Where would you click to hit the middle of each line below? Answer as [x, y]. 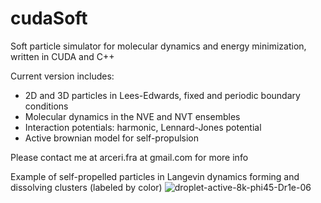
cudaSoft [49, 18]
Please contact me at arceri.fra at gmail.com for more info [129, 157]
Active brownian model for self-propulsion [112, 138]
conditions [46, 106]
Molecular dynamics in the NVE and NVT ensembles [132, 116]
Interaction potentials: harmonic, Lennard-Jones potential [143, 127]
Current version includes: [62, 76]
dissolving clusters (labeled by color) [86, 187]
